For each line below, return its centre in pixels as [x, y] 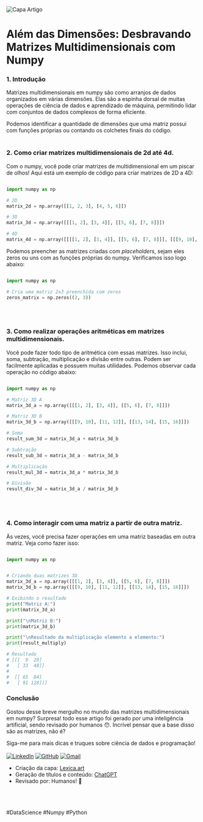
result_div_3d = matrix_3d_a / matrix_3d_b [62, 489]
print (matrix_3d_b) [31, 626]
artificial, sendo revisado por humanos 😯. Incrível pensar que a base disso [100, 725]
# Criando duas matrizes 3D [42, 576]
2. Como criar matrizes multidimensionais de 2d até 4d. [90, 153]
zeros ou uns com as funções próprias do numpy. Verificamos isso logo [96, 258]
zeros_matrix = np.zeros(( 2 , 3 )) [49, 297]
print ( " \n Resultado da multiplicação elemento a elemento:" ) [86, 637]
